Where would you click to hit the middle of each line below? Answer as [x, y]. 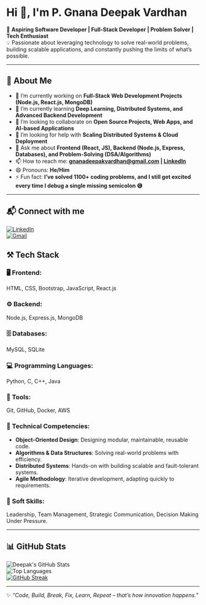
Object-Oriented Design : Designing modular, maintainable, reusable [101, 440]
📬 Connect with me [45, 212]
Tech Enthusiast [28, 36]
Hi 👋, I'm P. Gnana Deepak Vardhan [97, 13]
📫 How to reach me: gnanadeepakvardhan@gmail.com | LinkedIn [101, 161]
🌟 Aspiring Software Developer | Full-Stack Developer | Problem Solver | [100, 29]
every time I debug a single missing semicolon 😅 [79, 186]
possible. [18, 56]
